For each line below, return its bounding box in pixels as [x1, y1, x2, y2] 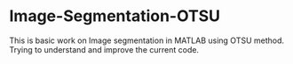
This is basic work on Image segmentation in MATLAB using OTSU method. [9, 35, 285, 46]
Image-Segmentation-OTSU [9, 6, 220, 26]
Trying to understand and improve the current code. [9, 44, 200, 54]
